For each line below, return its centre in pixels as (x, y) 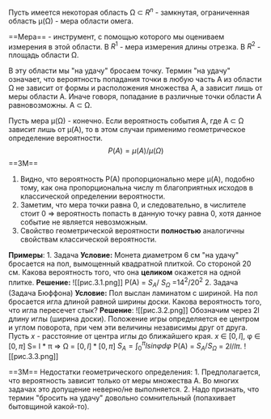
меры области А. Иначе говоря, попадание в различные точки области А (135, 96)
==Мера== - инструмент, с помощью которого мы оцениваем (116, 36)
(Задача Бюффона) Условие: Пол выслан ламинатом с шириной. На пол (133, 293)
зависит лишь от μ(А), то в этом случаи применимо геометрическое (127, 130)
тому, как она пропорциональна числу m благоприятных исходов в (136, 188)
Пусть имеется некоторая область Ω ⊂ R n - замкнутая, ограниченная (129, 12)
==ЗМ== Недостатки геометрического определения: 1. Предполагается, (135, 372)
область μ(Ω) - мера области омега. (71, 21)
